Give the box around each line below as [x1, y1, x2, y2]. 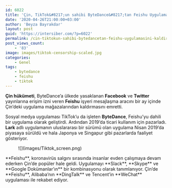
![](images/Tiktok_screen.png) [18, 145, 82, 151]
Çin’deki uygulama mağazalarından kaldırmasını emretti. [5, 103, 123, 110]
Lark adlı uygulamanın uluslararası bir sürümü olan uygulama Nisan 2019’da [5, 124, 164, 130]
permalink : [5, 36, 29, 41]
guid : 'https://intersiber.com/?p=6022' [5, 31, 93, 36]
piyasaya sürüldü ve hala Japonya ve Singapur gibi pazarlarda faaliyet [5, 130, 153, 136]
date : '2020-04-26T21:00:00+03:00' [5, 17, 81, 22]
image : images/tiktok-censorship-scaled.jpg [5, 50, 102, 55]
